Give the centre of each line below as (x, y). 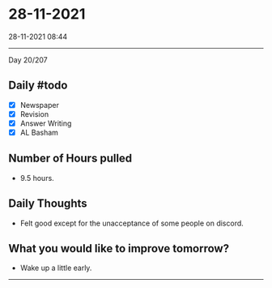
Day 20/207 (28, 60)
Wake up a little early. (56, 268)
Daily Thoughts (48, 204)
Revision (34, 114)
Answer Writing (46, 123)
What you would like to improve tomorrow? (119, 249)
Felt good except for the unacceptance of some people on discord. (132, 223)
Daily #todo (38, 86)
